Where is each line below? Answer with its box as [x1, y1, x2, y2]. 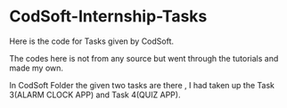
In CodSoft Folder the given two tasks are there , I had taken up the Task [9, 79, 275, 90]
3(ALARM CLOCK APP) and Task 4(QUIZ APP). [9, 89, 181, 100]
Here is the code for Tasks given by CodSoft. [9, 36, 175, 46]
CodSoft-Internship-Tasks [9, 6, 208, 27]
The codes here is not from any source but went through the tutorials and [9, 53, 279, 63]
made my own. [9, 62, 64, 73]
